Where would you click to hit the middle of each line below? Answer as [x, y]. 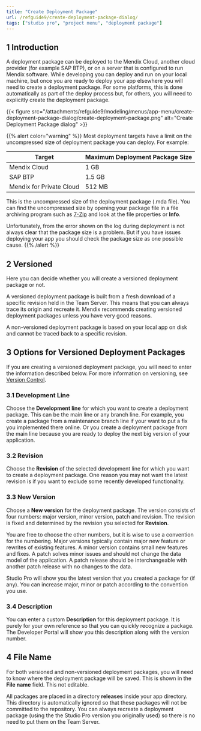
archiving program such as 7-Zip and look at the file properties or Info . [94, 214]
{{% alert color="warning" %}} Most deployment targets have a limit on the [99, 136]
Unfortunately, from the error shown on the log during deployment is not [95, 226]
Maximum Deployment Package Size [139, 157]
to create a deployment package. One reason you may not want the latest [97, 475]
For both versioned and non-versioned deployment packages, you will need [100, 672]
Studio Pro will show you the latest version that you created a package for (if [100, 578]
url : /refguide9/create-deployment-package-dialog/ [72, 17]
